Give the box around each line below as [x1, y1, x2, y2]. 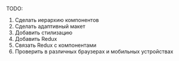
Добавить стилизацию [14, 29, 73, 36]
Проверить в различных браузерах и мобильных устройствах [14, 48, 174, 55]
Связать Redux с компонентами [14, 41, 97, 49]
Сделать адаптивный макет [14, 23, 85, 30]
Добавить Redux [14, 36, 57, 42]
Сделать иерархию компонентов [14, 17, 100, 23]
